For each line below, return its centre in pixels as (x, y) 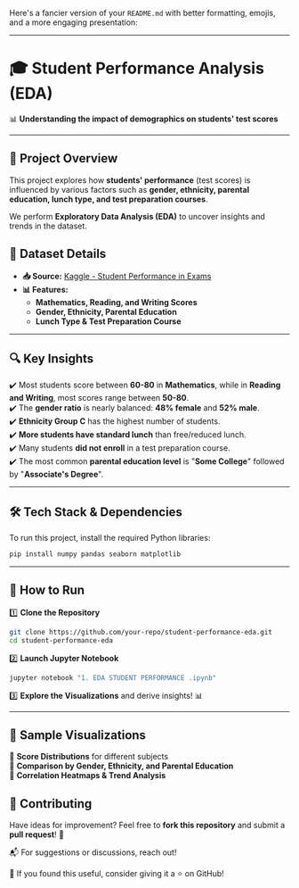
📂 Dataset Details (58, 254)
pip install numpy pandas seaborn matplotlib (95, 554)
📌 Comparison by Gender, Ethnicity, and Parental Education (121, 766)
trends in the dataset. (48, 226)
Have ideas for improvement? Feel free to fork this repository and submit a (147, 826)
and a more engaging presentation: (73, 22)
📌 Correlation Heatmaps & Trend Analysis (88, 776)
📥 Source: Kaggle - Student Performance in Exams (117, 276)
